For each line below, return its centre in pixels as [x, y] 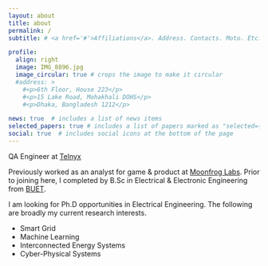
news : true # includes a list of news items [85, 119]
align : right [37, 60]
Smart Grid [37, 228]
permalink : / [30, 30]
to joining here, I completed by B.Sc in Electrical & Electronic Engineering [128, 180]
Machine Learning [49, 236]
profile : [23, 53]
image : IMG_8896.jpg [49, 67]
